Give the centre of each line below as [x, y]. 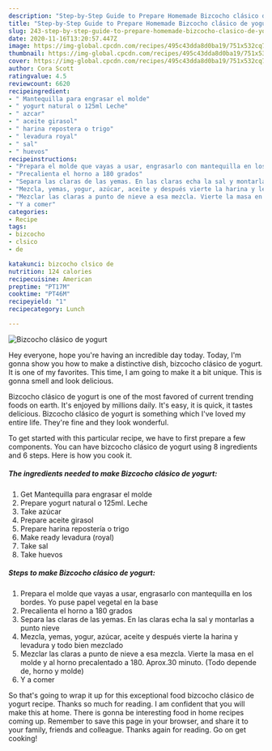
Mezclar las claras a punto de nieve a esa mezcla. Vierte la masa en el [137, 654]
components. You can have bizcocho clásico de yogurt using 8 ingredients [133, 446]
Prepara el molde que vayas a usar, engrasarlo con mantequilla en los [136, 593]
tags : [17, 227]
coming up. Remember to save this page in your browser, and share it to [128, 721]
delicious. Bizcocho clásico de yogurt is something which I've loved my [127, 413]
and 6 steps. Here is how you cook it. [70, 455]
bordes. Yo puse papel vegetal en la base [89, 602]
